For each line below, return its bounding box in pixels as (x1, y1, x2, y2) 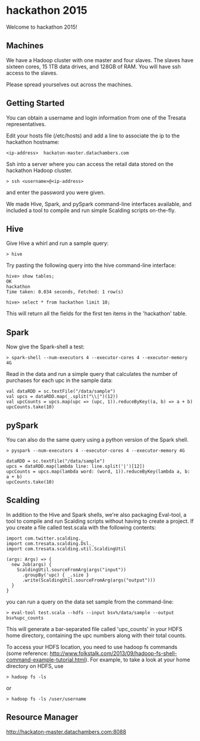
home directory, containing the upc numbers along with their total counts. (6, 632, 186, 639)
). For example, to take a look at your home (85, 656, 190, 663)
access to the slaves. (6, 69, 58, 76)
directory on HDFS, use (6, 662, 64, 669)
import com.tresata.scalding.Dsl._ (6, 540, 95, 547)
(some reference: (6, 650, 49, 657)
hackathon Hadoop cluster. (6, 167, 73, 174)
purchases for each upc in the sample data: (6, 377, 113, 384)
